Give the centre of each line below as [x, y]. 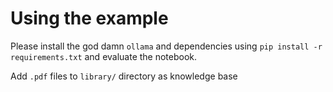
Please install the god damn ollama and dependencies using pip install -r [166, 46]
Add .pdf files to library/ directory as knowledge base [124, 76]
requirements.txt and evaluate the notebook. [104, 56]
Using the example [89, 18]
